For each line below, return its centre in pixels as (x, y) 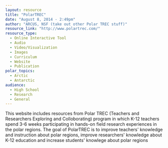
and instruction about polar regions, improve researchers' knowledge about (84, 135)
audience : (16, 85)
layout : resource (23, 10)
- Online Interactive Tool (38, 38)
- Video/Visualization (34, 47)
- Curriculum (23, 57)
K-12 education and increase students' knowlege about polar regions (77, 140)
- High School (24, 90)
